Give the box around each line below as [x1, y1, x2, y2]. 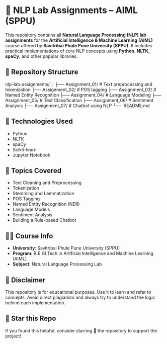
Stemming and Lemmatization [12, 191, 74, 197]
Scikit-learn [12, 146, 37, 152]
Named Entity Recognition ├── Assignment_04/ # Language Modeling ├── [5, 92, 162, 98]
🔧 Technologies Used [5, 117, 73, 126]
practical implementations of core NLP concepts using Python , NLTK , [5, 48, 150, 54]
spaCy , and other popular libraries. [5, 53, 78, 59]
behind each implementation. [5, 300, 66, 306]
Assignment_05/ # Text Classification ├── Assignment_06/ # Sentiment [5, 97, 154, 103]
